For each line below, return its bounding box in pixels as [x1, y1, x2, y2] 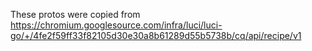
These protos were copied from [10, 9, 141, 20]
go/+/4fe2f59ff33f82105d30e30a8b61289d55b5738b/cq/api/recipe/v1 [10, 30, 302, 41]
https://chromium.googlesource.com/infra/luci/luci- [10, 19, 223, 31]
